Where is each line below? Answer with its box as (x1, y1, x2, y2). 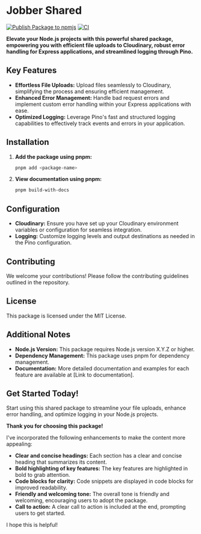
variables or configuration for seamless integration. (14, 226, 143, 233)
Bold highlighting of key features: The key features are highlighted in (14, 465, 188, 472)
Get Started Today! (6, 388, 79, 399)
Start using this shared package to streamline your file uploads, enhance (6, 404, 187, 412)
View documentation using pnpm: (14, 176, 102, 183)
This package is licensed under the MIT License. (6, 312, 126, 319)
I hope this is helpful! (6, 521, 58, 529)
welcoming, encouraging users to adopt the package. (14, 497, 148, 504)
